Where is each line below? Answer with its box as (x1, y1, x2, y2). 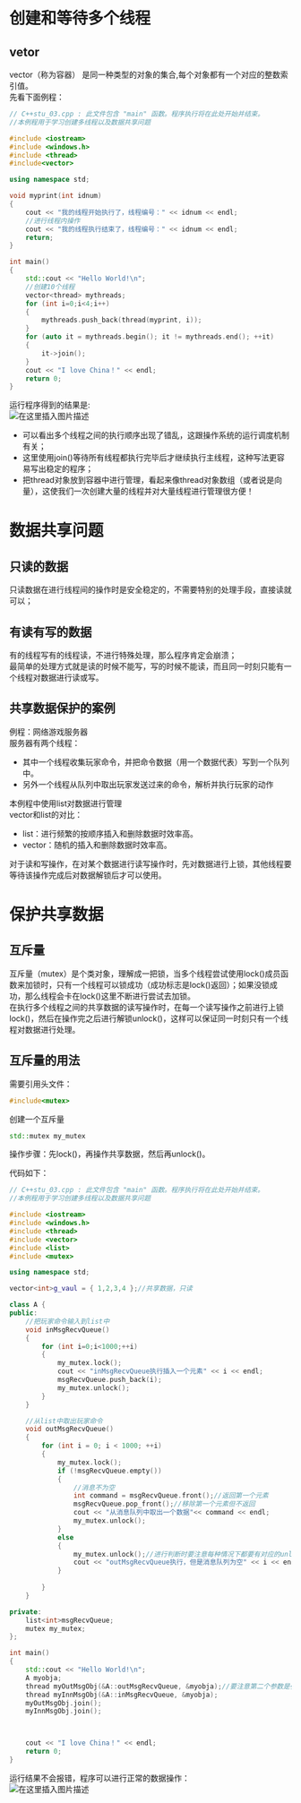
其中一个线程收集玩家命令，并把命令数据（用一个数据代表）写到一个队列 (21, 756, 289, 767)
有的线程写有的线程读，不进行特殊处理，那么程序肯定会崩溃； (9, 650, 237, 661)
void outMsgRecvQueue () (25, 1425, 115, 1434)
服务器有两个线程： (9, 737, 81, 748)
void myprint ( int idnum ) (9, 192, 102, 201)
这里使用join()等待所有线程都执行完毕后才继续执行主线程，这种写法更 (21, 452, 278, 463)
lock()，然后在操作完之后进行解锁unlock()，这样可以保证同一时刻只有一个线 (9, 1013, 288, 1024)
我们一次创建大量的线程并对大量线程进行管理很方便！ (57, 485, 254, 497)
